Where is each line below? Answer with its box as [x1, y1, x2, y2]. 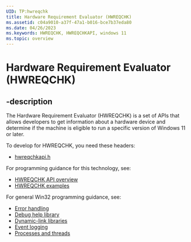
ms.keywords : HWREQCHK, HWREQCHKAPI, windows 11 [6, 30, 127, 36]
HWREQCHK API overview [14, 176, 78, 183]
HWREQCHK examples [14, 182, 70, 189]
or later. [6, 131, 25, 137]
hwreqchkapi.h [14, 153, 51, 160]
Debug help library [14, 211, 60, 218]
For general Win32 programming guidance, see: [6, 193, 121, 200]
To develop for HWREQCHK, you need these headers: [6, 142, 136, 149]
